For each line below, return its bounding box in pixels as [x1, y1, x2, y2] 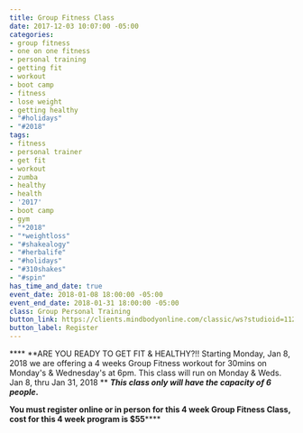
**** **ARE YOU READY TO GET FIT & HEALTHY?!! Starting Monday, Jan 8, [9, 348, 290, 359]
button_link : [9, 315, 59, 325]
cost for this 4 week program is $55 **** [9, 414, 161, 424]
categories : [9, 30, 54, 39]
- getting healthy [9, 106, 78, 115]
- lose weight [9, 97, 63, 106]
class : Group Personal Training [9, 307, 131, 316]
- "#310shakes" [9, 265, 67, 274]
